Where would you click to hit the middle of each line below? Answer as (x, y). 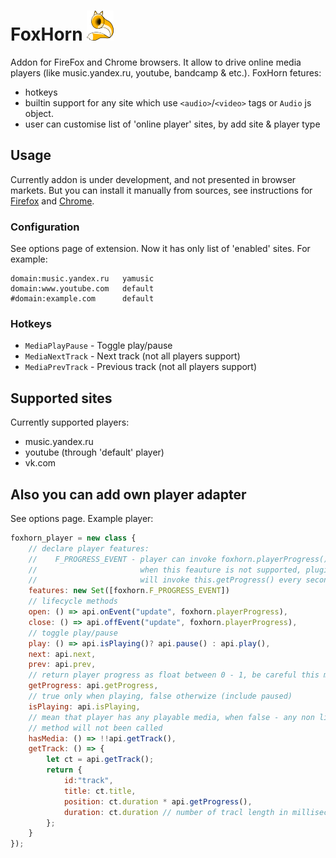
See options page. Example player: (82, 518)
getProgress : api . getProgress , (93, 686)
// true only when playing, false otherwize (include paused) (160, 696)
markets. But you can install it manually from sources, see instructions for (161, 190)
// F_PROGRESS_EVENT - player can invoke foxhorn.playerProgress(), (180, 559)
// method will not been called (95, 728)
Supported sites (61, 398)
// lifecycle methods (73, 601)
